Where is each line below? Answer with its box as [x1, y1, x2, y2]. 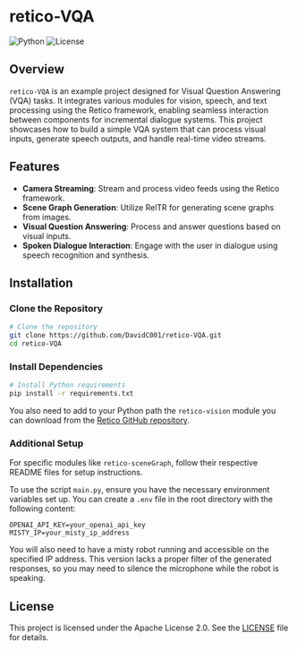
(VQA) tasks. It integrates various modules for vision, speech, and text [9, 95, 267, 106]
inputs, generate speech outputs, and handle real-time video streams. [9, 133, 267, 144]
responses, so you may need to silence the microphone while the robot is [9, 563, 279, 574]
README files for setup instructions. [9, 467, 143, 478]
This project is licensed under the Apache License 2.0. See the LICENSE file [9, 622, 289, 633]
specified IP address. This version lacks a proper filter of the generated [9, 553, 272, 565]
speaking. [9, 573, 47, 584]
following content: [9, 503, 76, 514]
